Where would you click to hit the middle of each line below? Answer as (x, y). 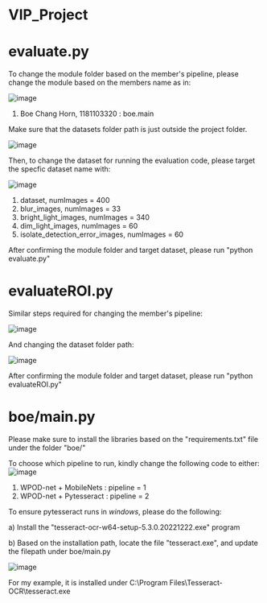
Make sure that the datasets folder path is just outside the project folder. (128, 130)
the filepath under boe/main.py (60, 551)
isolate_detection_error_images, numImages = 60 (101, 234)
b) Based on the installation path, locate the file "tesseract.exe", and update (133, 543)
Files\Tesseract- (196, 582)
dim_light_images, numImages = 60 (79, 226)
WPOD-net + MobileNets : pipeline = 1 (83, 487)
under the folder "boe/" (47, 448)
